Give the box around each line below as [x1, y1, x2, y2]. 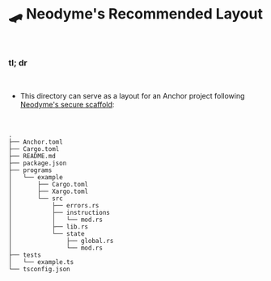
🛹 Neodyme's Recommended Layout [8, 5, 263, 23]
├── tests [8, 251, 42, 259]
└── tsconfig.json [8, 266, 70, 274]
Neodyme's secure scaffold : [19, 100, 115, 110]
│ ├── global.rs [8, 237, 114, 245]
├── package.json [8, 159, 67, 168]
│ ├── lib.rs [8, 223, 89, 231]
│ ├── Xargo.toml [8, 187, 89, 196]
